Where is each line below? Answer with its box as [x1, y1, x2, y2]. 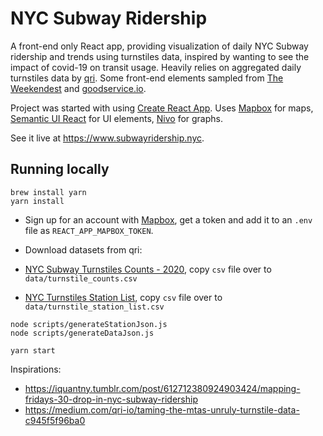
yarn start [10, 345, 56, 356]
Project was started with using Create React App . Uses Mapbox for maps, [10, 102, 314, 114]
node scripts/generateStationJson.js [10, 319, 168, 329]
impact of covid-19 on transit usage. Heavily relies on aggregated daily [10, 61, 302, 73]
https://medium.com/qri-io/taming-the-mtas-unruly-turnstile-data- [24, 403, 300, 416]
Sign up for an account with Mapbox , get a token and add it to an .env [24, 213, 313, 226]
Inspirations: [10, 363, 62, 375]
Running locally [10, 161, 110, 178]
